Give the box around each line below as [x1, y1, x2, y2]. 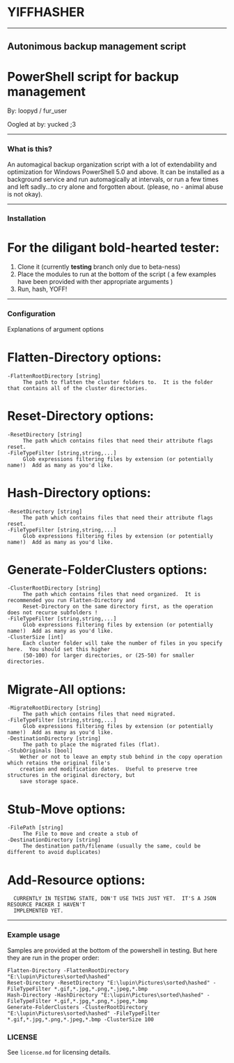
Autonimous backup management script [7, 41, 187, 52]
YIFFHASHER [7, 4, 85, 20]
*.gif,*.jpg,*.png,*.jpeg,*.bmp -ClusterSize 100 [7, 1015, 155, 1023]
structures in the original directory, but [7, 772, 136, 779]
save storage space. [19, 778, 79, 785]
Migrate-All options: [7, 681, 127, 697]
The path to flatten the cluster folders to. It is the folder [22, 378, 214, 385]
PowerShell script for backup [7, 69, 179, 85]
